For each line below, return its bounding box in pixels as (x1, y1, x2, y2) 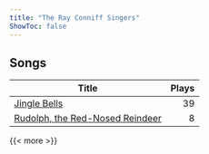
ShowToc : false (9, 22, 67, 31)
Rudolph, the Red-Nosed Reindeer (14, 112, 162, 125)
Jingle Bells (14, 97, 64, 110)
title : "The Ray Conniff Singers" (9, 13, 141, 23)
